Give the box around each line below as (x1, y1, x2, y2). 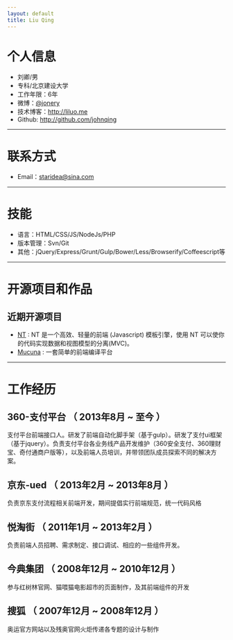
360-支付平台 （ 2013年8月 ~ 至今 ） (7, 411, 165, 423)
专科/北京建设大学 (17, 81, 69, 90)
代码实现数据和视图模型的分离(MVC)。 (23, 339, 134, 348)
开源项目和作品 (7, 281, 93, 297)
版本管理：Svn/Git (17, 239, 69, 247)
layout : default (7, 10, 54, 17)
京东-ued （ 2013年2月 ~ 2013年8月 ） (7, 479, 173, 491)
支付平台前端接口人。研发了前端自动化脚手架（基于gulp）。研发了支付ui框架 (7, 431, 223, 439)
